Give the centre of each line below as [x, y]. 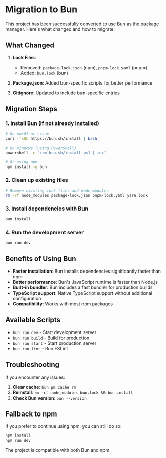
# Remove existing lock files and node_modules [57, 191]
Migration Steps [32, 109]
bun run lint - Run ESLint [40, 348]
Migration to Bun [42, 9]
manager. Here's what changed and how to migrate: [60, 29]
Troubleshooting [33, 365]
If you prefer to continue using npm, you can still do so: [64, 426]
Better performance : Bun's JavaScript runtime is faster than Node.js [85, 282]
